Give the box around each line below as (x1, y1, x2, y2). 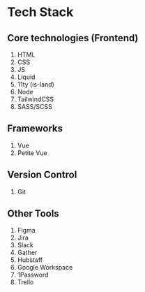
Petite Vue (17, 148, 47, 157)
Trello (17, 278, 34, 286)
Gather (17, 249, 38, 257)
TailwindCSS (17, 95, 54, 103)
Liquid (17, 73, 36, 81)
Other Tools (7, 207, 59, 220)
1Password (17, 270, 49, 279)
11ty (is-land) (17, 80, 54, 88)
